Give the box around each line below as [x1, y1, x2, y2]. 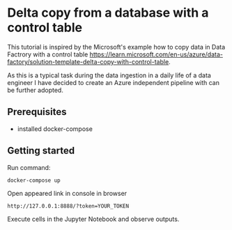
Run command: [7, 163, 51, 171]
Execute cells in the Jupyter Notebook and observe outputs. [7, 215, 180, 223]
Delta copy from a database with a [7, 5, 209, 21]
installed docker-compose [17, 124, 93, 133]
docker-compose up [7, 176, 61, 184]
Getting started [7, 145, 75, 157]
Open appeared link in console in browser [7, 189, 127, 197]
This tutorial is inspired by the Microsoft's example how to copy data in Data [7, 43, 226, 51]
